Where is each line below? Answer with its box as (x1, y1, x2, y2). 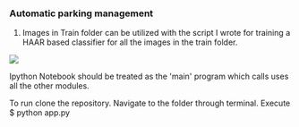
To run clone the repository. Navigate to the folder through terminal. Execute (9, 97, 291, 109)
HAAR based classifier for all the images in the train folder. (21, 37, 238, 47)
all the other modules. (9, 80, 90, 91)
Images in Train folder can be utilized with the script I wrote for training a (21, 28, 291, 38)
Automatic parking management (9, 7, 154, 20)
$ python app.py (9, 107, 70, 118)
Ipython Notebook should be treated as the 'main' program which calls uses (9, 71, 289, 82)
